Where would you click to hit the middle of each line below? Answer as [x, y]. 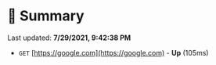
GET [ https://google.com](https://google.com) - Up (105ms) [113, 52]
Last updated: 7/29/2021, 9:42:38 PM [69, 38]
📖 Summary [46, 16]
